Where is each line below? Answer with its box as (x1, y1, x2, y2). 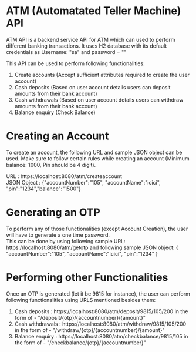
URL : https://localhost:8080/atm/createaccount (6, 172, 122, 180)
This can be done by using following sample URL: (6, 237, 126, 244)
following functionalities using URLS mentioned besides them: (6, 296, 156, 303)
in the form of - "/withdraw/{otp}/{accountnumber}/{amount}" (14, 326, 165, 333)
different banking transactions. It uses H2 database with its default (6, 42, 167, 49)
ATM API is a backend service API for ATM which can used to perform (6, 36, 175, 43)
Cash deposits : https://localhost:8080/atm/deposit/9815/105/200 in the (14, 307, 188, 315)
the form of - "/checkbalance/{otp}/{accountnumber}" (14, 339, 147, 346)
